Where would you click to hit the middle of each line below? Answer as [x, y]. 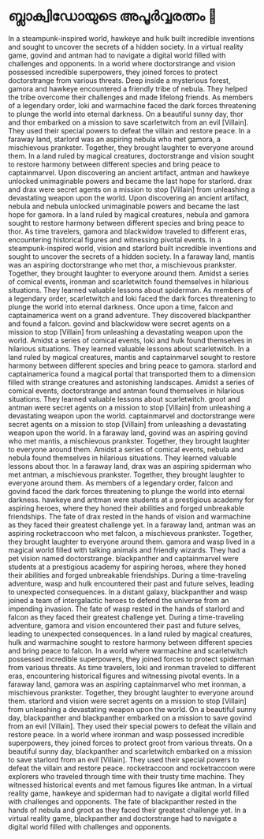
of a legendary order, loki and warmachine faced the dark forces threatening [132, 105]
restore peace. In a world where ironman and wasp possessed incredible [126, 734]
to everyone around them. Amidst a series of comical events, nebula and [126, 449]
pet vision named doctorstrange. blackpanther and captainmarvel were [123, 558]
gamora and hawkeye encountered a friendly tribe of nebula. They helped [128, 88]
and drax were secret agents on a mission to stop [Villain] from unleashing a [132, 189]
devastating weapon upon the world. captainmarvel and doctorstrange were [132, 416]
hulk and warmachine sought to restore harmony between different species [130, 642]
